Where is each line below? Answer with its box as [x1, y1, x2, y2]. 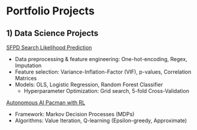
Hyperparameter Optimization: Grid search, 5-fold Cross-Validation [23, 87, 190, 94]
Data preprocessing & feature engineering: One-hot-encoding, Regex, [14, 56, 187, 62]
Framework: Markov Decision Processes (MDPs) [14, 111, 135, 117]
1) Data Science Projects [6, 28, 99, 38]
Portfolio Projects [6, 4, 95, 18]
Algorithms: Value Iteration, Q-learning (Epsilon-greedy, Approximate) [14, 117, 187, 124]
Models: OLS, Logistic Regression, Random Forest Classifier [14, 81, 163, 88]
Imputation [14, 62, 42, 69]
